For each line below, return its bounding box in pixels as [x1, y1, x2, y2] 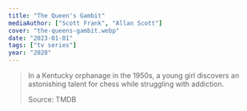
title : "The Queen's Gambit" [8, 11, 106, 20]
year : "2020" [8, 49, 52, 57]
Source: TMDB [27, 95, 77, 104]
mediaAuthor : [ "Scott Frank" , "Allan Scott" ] [8, 19, 162, 27]
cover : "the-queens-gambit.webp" [8, 26, 120, 34]
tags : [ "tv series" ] [8, 42, 78, 50]
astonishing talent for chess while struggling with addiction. [27, 79, 225, 89]
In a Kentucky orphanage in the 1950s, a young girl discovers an [27, 71, 240, 80]
